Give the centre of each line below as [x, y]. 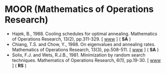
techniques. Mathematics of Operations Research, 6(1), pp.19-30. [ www [86, 60]
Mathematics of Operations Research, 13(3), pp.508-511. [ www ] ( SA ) [85, 49]
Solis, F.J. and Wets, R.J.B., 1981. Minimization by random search [78, 55]
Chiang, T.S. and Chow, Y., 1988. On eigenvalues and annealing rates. [84, 44]
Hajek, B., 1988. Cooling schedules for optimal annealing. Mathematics [84, 33]
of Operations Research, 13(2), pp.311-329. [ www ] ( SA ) [71, 39]
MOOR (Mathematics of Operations [79, 9]
